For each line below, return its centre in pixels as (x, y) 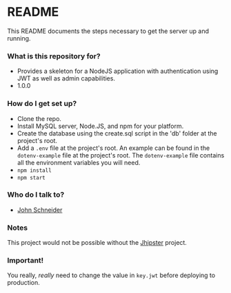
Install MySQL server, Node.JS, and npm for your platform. (100, 126)
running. (19, 38)
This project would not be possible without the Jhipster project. (97, 243)
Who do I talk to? (36, 195)
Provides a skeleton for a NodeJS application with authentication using (118, 71)
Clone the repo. (39, 118)
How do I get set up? (42, 104)
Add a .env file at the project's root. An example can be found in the (113, 148)
